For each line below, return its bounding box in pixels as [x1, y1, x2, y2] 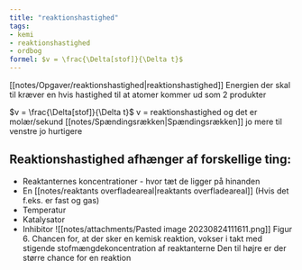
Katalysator [22, 213, 66, 225]
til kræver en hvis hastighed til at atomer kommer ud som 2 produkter [9, 89, 267, 100]
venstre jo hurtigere [9, 126, 83, 136]
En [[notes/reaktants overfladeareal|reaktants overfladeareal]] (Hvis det [22, 185, 289, 196]
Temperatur [22, 204, 67, 215]
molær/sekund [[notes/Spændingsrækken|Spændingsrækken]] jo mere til [9, 116, 282, 127]
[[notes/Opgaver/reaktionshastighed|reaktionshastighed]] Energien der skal [9, 80, 291, 90]
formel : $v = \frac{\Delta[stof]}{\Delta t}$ [9, 55, 183, 64]
